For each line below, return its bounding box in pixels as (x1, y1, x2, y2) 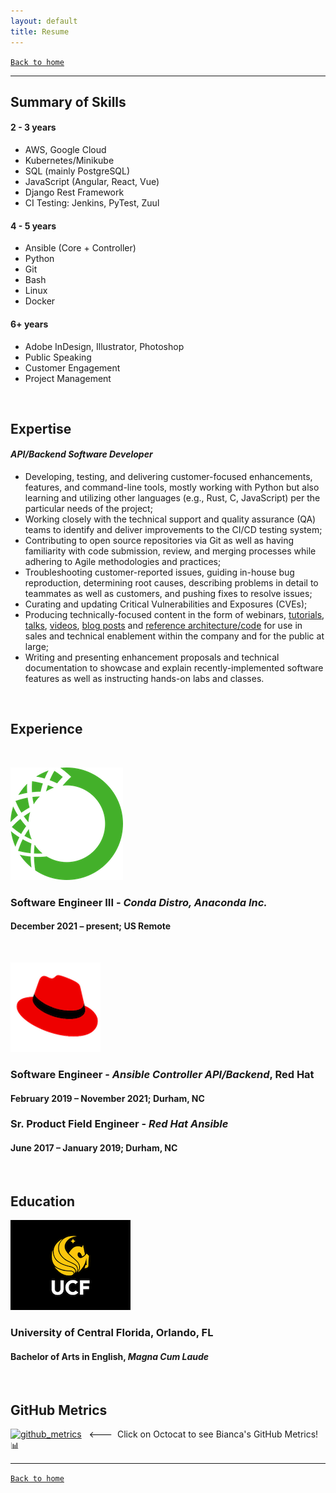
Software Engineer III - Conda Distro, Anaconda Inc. (10, 895, 268, 909)
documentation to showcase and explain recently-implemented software (24, 662, 324, 674)
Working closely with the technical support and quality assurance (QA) (24, 513, 317, 525)
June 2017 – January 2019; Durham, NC (10, 1142, 178, 1154)
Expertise (10, 420, 72, 437)
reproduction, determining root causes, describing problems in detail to (24, 577, 319, 589)
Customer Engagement (24, 361, 121, 374)
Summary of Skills (10, 93, 127, 110)
